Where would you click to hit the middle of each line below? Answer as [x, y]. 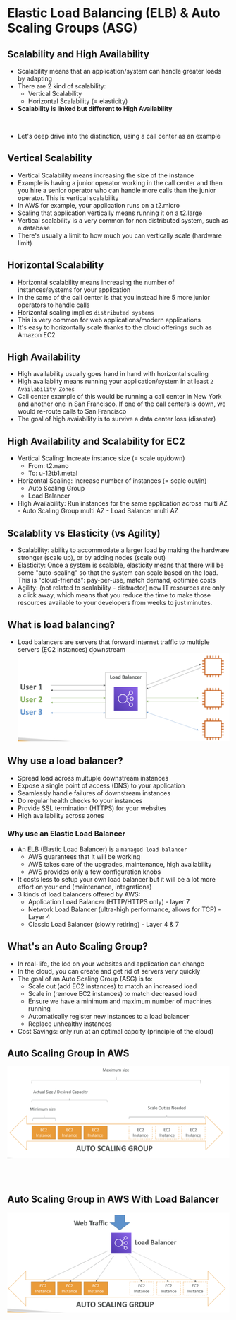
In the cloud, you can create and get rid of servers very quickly [109, 971]
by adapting [35, 78]
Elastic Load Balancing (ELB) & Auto [114, 13]
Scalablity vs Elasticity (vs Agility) [84, 533]
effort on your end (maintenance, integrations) [85, 887]
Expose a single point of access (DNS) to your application [101, 785]
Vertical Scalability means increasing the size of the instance [106, 175]
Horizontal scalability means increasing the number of [96, 282]
